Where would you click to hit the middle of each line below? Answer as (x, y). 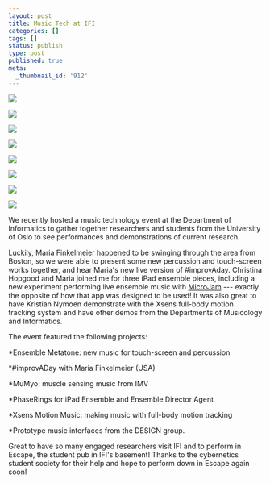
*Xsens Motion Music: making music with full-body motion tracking (120, 414)
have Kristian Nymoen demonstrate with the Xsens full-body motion (121, 304)
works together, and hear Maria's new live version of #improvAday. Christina (135, 269)
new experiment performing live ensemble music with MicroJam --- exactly (134, 286)
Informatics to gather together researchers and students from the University (135, 228)
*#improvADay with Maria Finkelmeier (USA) (82, 368)
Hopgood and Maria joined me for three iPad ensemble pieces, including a (132, 278)
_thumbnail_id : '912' (52, 76)
